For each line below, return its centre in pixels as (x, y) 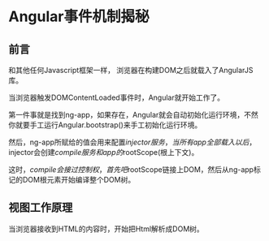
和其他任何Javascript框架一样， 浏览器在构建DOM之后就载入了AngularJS (131, 70)
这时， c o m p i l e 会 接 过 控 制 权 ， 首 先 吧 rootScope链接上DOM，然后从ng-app (131, 170)
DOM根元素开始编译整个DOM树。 (79, 180)
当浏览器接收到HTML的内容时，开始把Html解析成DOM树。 (106, 229)
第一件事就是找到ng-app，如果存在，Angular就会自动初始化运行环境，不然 (133, 115)
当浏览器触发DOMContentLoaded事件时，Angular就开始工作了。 (117, 97)
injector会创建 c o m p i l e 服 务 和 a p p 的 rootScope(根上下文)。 (104, 152)
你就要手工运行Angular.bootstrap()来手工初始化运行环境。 (105, 125)
